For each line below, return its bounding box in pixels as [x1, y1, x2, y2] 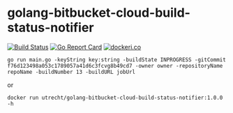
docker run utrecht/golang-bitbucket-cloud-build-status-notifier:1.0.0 [7, 94, 223, 101]
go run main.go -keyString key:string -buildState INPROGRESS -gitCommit [7, 56, 227, 63]
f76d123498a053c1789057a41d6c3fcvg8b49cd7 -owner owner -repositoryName [7, 62, 223, 69]
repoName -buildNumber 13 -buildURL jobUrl [7, 68, 136, 75]
